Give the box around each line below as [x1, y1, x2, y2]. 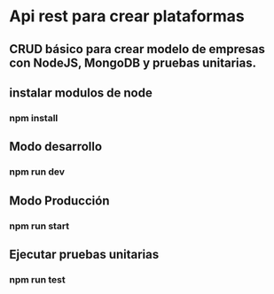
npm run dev [9, 166, 65, 178]
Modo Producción [9, 193, 110, 208]
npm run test [9, 273, 66, 285]
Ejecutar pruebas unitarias [9, 246, 160, 262]
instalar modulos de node [9, 85, 153, 100]
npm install [9, 112, 59, 124]
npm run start [9, 220, 69, 232]
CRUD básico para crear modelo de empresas [9, 42, 266, 57]
